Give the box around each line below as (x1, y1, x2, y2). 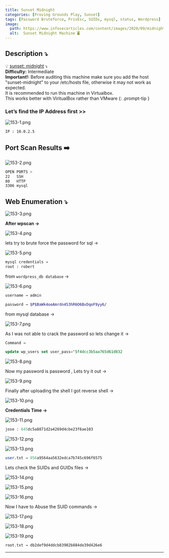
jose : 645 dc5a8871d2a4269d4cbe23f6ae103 (5, 427, 94, 432)
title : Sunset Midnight (5, 7, 55, 13)
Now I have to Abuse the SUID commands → (5, 504, 98, 510)
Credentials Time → (5, 407, 47, 413)
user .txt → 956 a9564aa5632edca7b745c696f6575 (5, 456, 102, 461)
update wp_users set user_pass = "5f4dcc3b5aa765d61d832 (5, 349, 123, 354)
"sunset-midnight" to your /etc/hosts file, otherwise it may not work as (5, 79, 151, 85)
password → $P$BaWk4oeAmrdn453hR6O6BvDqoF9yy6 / (5, 302, 107, 307)
